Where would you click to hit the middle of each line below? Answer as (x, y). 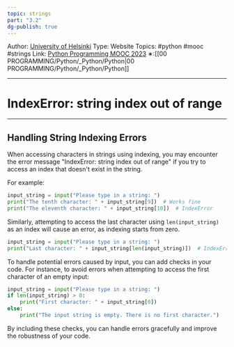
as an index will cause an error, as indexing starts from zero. (93, 229)
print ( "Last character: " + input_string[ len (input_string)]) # (104, 248)
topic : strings (29, 14)
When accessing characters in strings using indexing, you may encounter (112, 155)
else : (15, 309)
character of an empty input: (48, 277)
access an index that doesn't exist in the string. (75, 169)
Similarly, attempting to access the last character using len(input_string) (113, 222)
